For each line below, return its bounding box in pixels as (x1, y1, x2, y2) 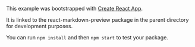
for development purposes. (6, 23, 73, 29)
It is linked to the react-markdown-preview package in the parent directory (6, 16, 189, 23)
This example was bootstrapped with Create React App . (6, 5, 143, 12)
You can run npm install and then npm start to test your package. (6, 34, 168, 41)
